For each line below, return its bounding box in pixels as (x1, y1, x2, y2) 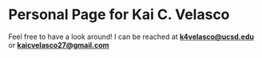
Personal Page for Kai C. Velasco (8, 6, 230, 24)
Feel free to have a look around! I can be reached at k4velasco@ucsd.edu (8, 32, 254, 41)
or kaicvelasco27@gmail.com (8, 40, 109, 49)
